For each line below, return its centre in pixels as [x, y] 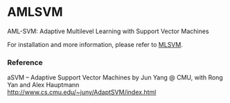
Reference [25, 62]
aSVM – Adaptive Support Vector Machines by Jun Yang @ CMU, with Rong [115, 77]
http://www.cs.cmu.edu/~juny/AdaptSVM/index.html [82, 92]
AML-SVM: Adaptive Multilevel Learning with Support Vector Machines [108, 31]
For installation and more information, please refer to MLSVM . [95, 44]
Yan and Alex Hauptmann [43, 85]
